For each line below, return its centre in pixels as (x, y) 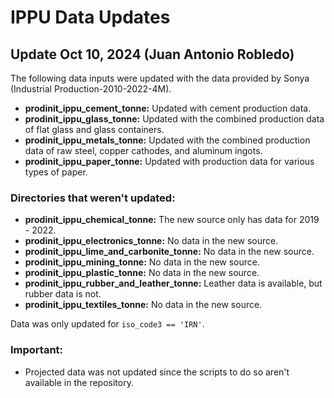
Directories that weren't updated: (93, 198)
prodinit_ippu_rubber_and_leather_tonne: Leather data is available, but (173, 283)
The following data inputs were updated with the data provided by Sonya (160, 78)
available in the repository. (79, 382)
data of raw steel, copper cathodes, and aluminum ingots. (143, 150)
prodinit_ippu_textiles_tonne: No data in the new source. (143, 305)
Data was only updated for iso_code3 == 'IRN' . (107, 324)
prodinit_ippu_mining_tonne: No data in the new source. (142, 262)
